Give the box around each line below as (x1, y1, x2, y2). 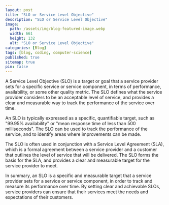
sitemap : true (5, 60, 36, 65)
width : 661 (10, 31, 33, 36)
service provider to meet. (5, 163, 58, 169)
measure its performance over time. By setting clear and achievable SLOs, (5, 184, 161, 190)
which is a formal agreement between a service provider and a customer (5, 147, 157, 153)
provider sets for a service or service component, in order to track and (5, 178, 153, 184)
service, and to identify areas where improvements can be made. (5, 131, 142, 137)
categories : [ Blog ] (5, 45, 47, 50)
